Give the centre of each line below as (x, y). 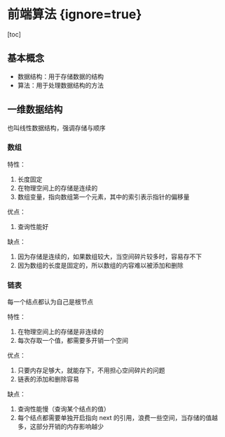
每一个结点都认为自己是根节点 (50, 302)
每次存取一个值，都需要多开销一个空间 (73, 341)
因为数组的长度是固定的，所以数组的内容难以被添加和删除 (100, 265)
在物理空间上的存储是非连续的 (60, 332)
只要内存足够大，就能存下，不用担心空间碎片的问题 (91, 370)
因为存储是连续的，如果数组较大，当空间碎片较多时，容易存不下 (109, 256)
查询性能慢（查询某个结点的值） (63, 409)
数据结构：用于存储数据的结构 (60, 76)
